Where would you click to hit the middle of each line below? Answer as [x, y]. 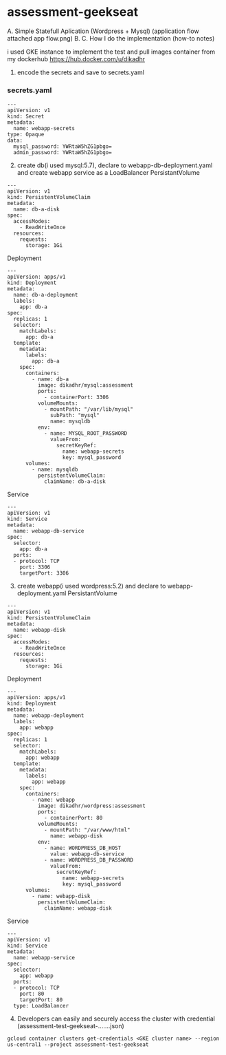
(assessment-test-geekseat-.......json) [71, 1026]
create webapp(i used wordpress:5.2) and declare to [91, 586]
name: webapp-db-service [49, 531]
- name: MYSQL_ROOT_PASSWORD [86, 434]
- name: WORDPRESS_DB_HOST [82, 848]
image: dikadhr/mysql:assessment [86, 385]
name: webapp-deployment [49, 716]
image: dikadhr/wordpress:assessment [92, 806]
